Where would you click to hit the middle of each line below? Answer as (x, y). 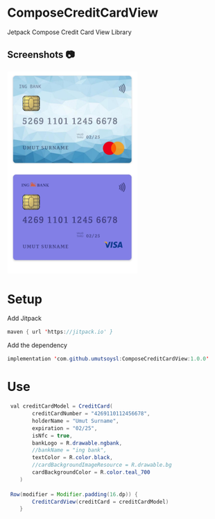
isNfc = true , (52, 436)
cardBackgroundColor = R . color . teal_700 (91, 472)
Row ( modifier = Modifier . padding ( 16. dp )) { (74, 494)
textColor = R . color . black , (72, 458)
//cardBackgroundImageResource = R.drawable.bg (102, 465)
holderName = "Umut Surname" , (76, 421)
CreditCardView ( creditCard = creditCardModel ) (101, 502)
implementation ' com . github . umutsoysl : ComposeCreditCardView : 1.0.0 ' (108, 359)
